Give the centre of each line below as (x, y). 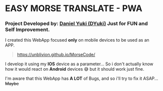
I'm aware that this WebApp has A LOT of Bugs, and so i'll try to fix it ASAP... (81, 78)
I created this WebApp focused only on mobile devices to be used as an (77, 40)
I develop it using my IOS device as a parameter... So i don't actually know (79, 64)
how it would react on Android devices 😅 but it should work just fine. (75, 69)
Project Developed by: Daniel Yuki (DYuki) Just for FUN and (77, 24)
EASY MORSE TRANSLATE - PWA (74, 8)
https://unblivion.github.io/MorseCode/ (56, 55)
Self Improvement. (27, 30)
